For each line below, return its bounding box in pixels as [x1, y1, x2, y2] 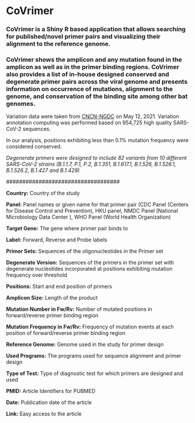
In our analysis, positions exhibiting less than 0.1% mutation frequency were [6, 137, 189, 144]
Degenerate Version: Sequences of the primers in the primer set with [6, 259, 175, 266]
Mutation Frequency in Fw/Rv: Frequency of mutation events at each [6, 323, 174, 330]
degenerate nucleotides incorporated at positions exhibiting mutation [6, 266, 173, 273]
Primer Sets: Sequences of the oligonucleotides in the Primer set [6, 248, 163, 255]
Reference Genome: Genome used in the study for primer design [6, 341, 164, 348]
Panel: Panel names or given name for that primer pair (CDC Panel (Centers [6, 201, 189, 208]
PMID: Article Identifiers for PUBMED [6, 388, 95, 395]
